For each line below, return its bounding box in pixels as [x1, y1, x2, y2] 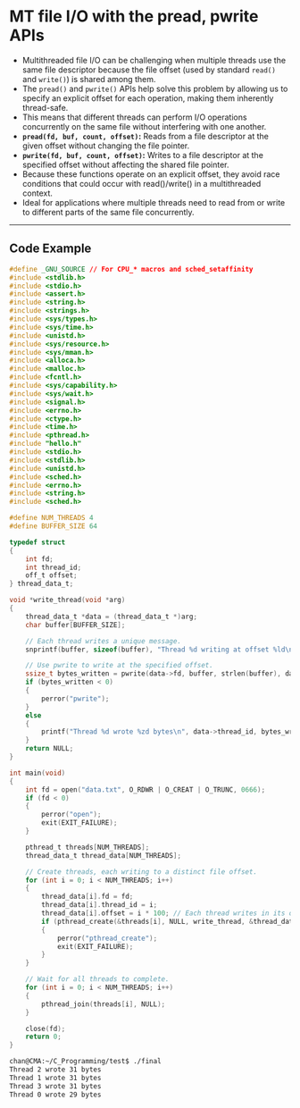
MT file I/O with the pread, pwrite [9, 6, 259, 27]
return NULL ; [25, 744, 74, 753]
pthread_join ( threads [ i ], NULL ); [41, 999, 166, 1009]
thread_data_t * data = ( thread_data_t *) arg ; [25, 612, 198, 621]
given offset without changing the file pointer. [21, 140, 190, 151]
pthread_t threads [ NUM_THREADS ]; [25, 843, 150, 852]
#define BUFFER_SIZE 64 [9, 522, 98, 531]
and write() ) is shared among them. [21, 73, 156, 84]
